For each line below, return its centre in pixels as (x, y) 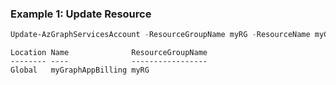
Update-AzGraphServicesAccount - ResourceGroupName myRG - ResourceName (160, 35)
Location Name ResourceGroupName (109, 53)
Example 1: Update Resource (81, 14)
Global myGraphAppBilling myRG (80, 70)
